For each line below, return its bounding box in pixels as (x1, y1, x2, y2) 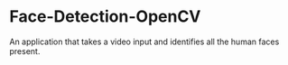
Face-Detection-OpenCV (9, 6, 201, 27)
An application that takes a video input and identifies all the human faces (9, 36, 280, 47)
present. (9, 45, 41, 56)
